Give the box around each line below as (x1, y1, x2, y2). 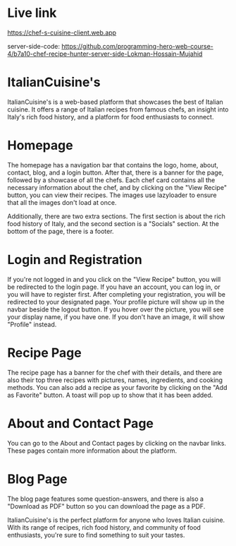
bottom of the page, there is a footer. (7, 227, 114, 235)
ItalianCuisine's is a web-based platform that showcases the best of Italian (7, 97, 223, 106)
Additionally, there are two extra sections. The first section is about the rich (7, 212, 225, 220)
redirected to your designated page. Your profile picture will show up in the (7, 297, 225, 306)
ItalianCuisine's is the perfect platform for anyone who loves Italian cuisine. (7, 516, 225, 524)
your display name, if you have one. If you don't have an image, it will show (7, 312, 225, 321)
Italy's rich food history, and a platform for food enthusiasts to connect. (7, 112, 214, 121)
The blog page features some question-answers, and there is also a (7, 494, 204, 503)
